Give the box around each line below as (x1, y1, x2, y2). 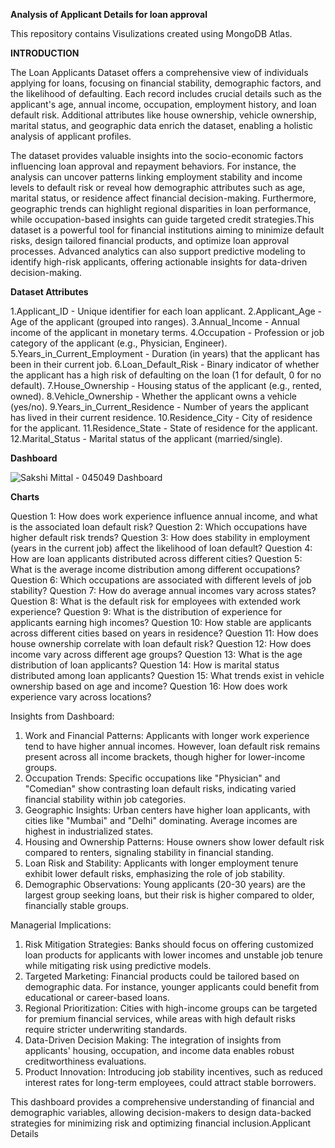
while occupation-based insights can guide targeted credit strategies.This (10, 214, 315, 225)
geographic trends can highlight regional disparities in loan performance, (10, 203, 312, 214)
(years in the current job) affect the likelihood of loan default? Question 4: (10, 542, 313, 554)
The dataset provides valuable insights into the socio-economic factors (10, 150, 304, 161)
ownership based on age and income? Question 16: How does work (10, 680, 288, 692)
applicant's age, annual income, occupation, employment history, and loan (10, 99, 317, 110)
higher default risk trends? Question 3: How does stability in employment (10, 532, 311, 543)
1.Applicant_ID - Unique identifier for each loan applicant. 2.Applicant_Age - (10, 305, 323, 317)
